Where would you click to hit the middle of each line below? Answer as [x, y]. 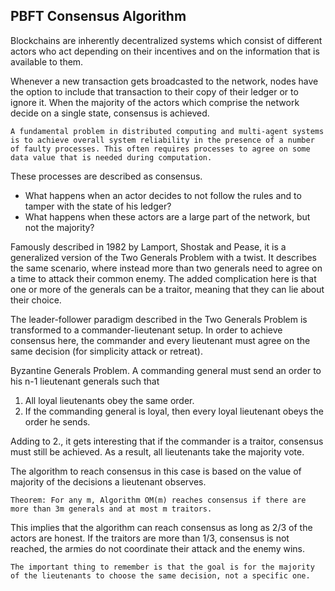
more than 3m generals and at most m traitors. [111, 509]
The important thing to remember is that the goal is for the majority [162, 567]
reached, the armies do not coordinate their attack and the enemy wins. [157, 548]
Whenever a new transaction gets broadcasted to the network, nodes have [164, 81]
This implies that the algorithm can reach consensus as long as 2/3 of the [161, 527]
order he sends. [57, 421]
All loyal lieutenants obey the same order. [109, 400]
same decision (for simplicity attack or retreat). [106, 351]
